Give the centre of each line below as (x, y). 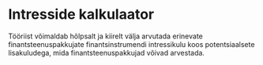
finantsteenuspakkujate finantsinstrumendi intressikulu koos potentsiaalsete (131, 44)
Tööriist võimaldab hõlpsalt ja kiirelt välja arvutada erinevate (106, 36)
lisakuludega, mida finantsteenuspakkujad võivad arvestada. (107, 52)
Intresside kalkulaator (81, 14)
